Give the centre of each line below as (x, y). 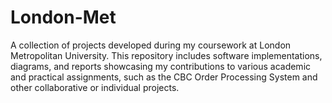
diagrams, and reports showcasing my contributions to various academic (161, 66)
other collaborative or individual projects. (95, 87)
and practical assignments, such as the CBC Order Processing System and (164, 77)
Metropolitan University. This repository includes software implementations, (166, 55)
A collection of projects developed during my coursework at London (151, 45)
